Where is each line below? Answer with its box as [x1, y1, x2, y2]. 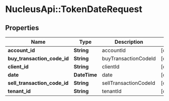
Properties [5, 24, 39, 32]
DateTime [73, 71, 97, 78]
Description [115, 39, 143, 45]
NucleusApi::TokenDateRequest [5, 4, 142, 15]
